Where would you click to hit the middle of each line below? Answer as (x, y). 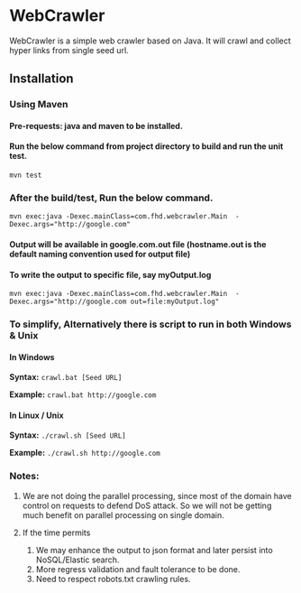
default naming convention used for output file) (100, 254)
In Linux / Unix (37, 415)
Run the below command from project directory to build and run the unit (146, 146)
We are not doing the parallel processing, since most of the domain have (157, 496)
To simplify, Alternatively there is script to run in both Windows (150, 324)
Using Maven (39, 105)
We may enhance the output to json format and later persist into (154, 550)
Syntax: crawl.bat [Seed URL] (66, 377)
